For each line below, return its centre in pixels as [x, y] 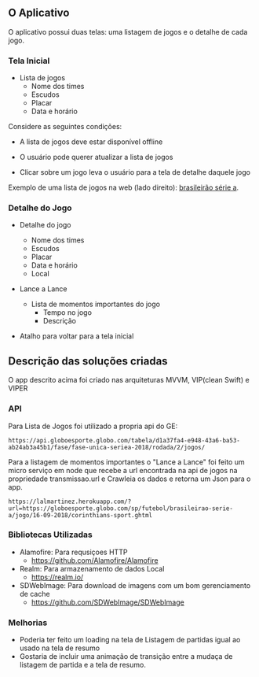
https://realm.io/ [57, 577]
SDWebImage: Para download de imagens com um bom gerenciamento [135, 585]
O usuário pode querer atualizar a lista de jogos [96, 157]
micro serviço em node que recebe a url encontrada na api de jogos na [123, 470]
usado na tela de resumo [60, 648]
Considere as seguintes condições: [65, 127]
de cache [35, 594]
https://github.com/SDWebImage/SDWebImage [108, 602]
